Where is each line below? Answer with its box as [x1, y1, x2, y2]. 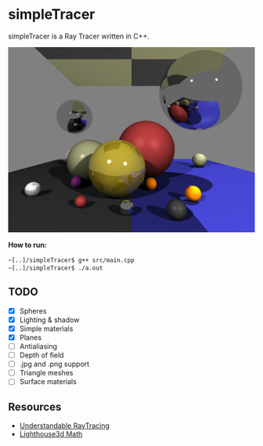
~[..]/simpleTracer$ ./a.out [8, 264, 103, 272]
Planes [19, 332, 41, 342]
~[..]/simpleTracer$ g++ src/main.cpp [8, 256, 135, 264]
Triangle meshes [19, 368, 74, 378]
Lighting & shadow [19, 315, 80, 325]
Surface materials [19, 377, 77, 386]
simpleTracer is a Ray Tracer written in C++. [8, 31, 150, 41]
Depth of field [19, 350, 64, 360]
